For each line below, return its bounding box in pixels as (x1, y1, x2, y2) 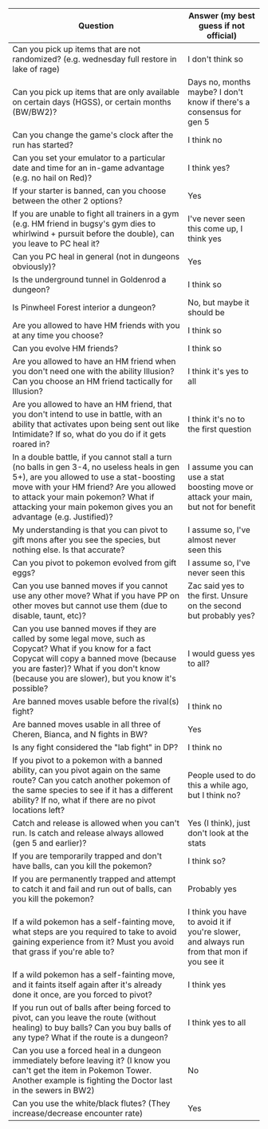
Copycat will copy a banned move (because (12, 653, 177, 664)
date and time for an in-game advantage (12, 163, 165, 173)
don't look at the (187, 827, 249, 839)
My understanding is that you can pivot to (12, 524, 168, 535)
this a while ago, (187, 780, 249, 791)
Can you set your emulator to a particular (12, 152, 166, 163)
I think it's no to (187, 414, 246, 424)
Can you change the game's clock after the (12, 129, 174, 140)
